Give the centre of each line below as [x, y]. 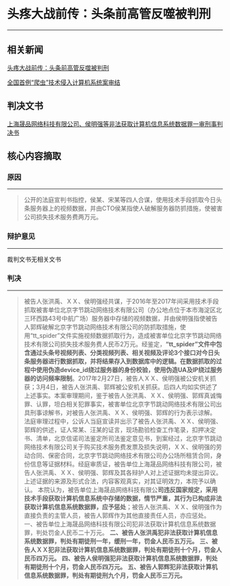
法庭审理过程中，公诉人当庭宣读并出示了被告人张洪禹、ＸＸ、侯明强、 [123, 421]
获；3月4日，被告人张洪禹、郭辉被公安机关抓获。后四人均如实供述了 [120, 387]
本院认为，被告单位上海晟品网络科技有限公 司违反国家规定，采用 [127, 489]
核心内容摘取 [34, 156]
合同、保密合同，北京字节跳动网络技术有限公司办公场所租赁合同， [123, 455]
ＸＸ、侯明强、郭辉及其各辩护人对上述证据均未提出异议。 [141, 472]
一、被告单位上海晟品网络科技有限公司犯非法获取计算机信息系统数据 [120, 524]
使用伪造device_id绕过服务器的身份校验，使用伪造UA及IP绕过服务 [129, 369]
